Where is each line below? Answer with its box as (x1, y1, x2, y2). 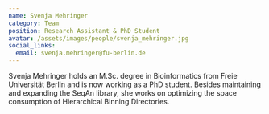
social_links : (8, 42, 56, 50)
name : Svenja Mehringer (8, 11, 89, 20)
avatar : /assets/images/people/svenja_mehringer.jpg (8, 34, 189, 43)
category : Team (8, 19, 60, 27)
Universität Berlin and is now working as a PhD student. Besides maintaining (8, 79, 262, 89)
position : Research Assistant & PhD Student (8, 26, 160, 35)
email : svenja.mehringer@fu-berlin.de (15, 49, 147, 57)
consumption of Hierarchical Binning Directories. (8, 97, 170, 106)
